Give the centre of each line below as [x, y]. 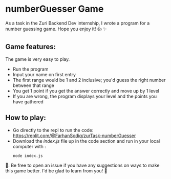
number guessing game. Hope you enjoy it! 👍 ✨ [56, 29]
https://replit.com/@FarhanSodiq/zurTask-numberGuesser [74, 136]
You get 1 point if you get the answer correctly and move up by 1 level [86, 91]
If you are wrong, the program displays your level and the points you [85, 96]
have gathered [28, 102]
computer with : [29, 146]
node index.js [28, 156]
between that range [34, 85]
